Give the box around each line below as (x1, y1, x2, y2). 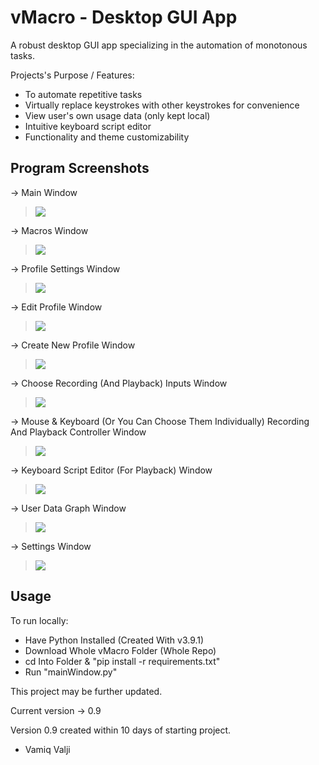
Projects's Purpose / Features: (10, 69, 135, 81)
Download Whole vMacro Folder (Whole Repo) (24, 644, 217, 656)
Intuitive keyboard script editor (24, 120, 152, 132)
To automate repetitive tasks (24, 88, 143, 100)
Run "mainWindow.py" (24, 666, 118, 678)
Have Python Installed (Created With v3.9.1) (24, 634, 205, 646)
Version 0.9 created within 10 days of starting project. (10, 724, 232, 736)
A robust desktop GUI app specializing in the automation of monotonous (10, 39, 308, 51)
